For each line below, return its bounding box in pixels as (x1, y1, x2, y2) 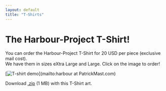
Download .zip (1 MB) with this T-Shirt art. (5, 80, 92, 86)
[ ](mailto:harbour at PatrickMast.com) (5, 71, 116, 77)
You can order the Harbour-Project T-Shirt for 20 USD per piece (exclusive (5, 50, 161, 56)
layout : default (5, 7, 39, 13)
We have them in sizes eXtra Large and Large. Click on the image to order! (5, 61, 160, 67)
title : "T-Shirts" (5, 12, 44, 17)
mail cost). (5, 56, 27, 62)
